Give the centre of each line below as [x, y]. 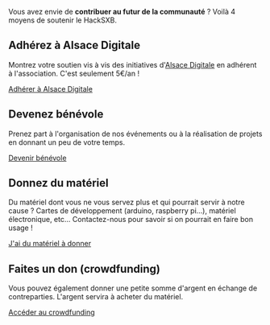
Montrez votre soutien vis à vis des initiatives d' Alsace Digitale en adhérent [133, 64]
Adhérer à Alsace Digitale [50, 88]
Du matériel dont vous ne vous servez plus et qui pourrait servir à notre [127, 202]
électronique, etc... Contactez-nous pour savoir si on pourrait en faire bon [131, 220]
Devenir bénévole [37, 158]
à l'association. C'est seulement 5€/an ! [74, 73]
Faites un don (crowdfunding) [85, 269]
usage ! [21, 228]
